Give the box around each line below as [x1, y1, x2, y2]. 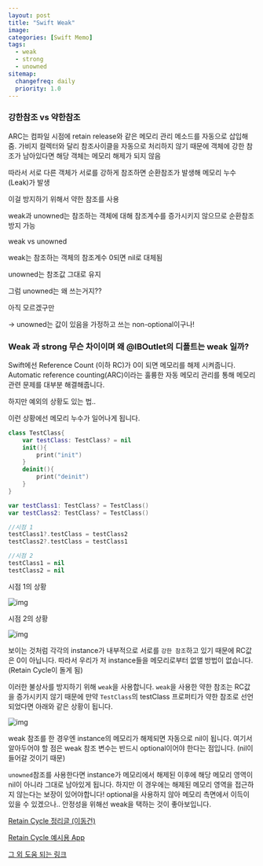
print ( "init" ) [36, 451, 82, 459]
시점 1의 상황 [8, 582, 47, 591]
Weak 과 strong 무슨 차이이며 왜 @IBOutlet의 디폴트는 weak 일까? [8, 341, 250, 352]
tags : [8, 41, 26, 49]
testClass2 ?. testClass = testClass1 [8, 538, 128, 546]
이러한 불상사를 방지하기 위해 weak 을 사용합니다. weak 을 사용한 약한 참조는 [8, 681, 233, 692]
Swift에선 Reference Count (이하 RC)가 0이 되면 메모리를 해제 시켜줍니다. [8, 360, 236, 369]
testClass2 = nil [8, 567, 65, 574]
